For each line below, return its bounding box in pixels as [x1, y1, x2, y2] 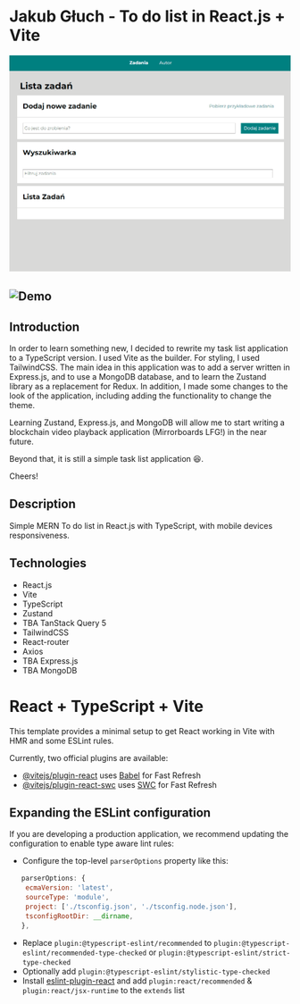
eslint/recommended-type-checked [21, 949, 147, 958]
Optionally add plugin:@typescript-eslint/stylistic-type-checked [21, 966, 271, 976]
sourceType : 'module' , [25, 893, 110, 902]
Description [9, 497, 76, 512]
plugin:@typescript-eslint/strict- [158, 949, 291, 958]
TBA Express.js [21, 655, 79, 666]
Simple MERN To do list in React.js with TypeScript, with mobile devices [9, 520, 273, 531]
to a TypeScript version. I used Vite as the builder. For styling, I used [9, 353, 261, 364]
